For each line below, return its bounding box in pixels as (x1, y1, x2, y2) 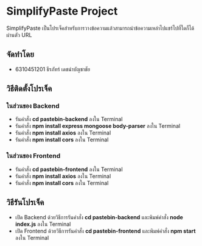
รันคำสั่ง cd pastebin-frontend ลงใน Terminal (15, 166, 123, 173)
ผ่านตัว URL (6, 31, 32, 38)
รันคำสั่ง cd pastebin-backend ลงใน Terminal (15, 116, 123, 123)
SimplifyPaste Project (6, 4, 118, 18)
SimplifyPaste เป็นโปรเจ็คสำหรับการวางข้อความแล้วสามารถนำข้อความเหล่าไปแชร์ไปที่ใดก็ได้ (6, 24, 195, 32)
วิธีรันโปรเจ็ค (6, 197, 44, 208)
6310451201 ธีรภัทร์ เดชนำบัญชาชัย (15, 65, 90, 72)
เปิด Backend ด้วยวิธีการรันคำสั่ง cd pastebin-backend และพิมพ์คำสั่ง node (15, 213, 184, 220)
